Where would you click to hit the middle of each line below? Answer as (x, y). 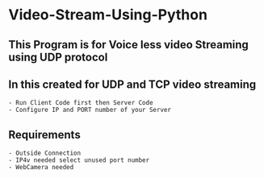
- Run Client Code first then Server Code (81, 103)
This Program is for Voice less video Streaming (128, 45)
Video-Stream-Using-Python (108, 15)
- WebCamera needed (41, 168)
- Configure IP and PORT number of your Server (90, 110)
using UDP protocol (58, 57)
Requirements (44, 135)
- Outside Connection (45, 153)
